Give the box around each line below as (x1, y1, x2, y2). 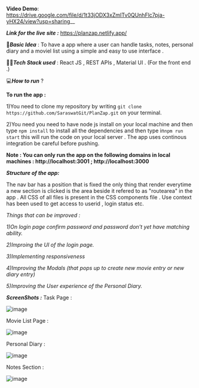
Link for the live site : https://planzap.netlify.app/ (6, 29, 127, 37)
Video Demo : (6, 5, 39, 12)
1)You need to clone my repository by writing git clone (6, 103, 142, 110)
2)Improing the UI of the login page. (6, 241, 94, 248)
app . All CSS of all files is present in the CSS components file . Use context (6, 194, 192, 201)
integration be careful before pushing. (6, 140, 100, 147)
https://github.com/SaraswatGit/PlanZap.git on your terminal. (6, 109, 162, 116)
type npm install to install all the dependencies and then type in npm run (6, 127, 183, 134)
